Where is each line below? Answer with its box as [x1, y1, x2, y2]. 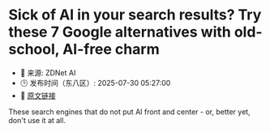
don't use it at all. [8, 115, 66, 125]
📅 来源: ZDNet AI [19, 67, 76, 78]
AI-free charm [62, 40, 160, 58]
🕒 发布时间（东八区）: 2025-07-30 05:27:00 [19, 78, 171, 87]
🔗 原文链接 [19, 91, 56, 100]
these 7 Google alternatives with [8, 23, 231, 41]
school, [8, 40, 60, 58]
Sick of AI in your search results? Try [8, 6, 262, 24]
